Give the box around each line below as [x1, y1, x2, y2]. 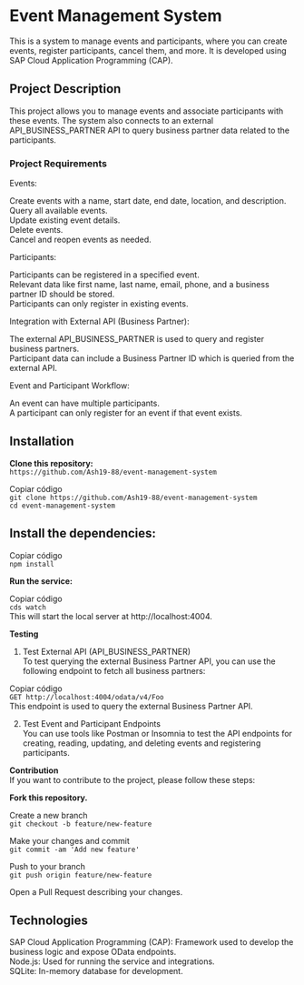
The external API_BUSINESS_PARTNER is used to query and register [9, 334, 265, 345]
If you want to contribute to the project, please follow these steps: [9, 774, 256, 785]
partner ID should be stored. [9, 288, 115, 300]
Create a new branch [9, 809, 88, 820]
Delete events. [9, 225, 64, 236]
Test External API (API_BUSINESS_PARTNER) [22, 646, 191, 657]
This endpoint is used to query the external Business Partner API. [9, 700, 253, 711]
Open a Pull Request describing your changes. [9, 886, 183, 897]
